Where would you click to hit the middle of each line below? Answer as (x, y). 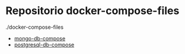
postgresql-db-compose (44, 45)
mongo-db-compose (40, 38)
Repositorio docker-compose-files (92, 11)
